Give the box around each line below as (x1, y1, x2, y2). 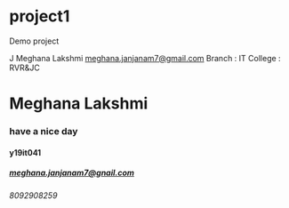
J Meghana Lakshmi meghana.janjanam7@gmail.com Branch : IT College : (9, 52, 282, 63)
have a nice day (9, 125, 78, 138)
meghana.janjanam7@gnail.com (9, 167, 135, 179)
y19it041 (9, 147, 42, 157)
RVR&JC (9, 62, 40, 73)
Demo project (9, 36, 60, 46)
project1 (9, 6, 70, 27)
